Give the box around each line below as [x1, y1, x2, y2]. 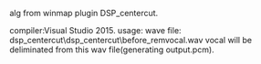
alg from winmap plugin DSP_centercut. [9, 8, 159, 18]
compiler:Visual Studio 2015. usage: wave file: [9, 25, 182, 35]
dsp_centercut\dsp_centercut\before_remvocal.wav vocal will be [9, 35, 253, 45]
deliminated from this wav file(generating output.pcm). [9, 44, 214, 55]
